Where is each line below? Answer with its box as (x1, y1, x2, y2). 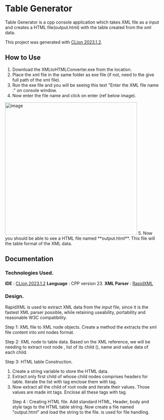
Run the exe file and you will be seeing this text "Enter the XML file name (12, 82, 159, 88)
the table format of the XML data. (5, 240, 72, 246)
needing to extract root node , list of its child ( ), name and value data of (5, 344, 148, 350)
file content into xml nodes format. (5, 329, 74, 335)
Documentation (5, 255, 54, 263)
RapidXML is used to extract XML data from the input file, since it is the (5, 304, 148, 310)
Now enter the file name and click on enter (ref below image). (12, 92, 136, 98)
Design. (5, 293, 24, 300)
